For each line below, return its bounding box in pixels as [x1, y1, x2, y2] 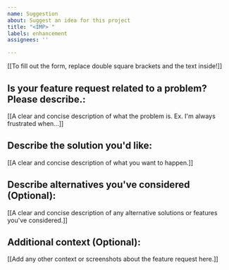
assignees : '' [7, 37, 49, 44]
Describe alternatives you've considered [7, 179, 190, 191]
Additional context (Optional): [7, 236, 141, 248]
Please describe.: [7, 93, 86, 105]
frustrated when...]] [7, 119, 64, 127]
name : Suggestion [7, 10, 58, 18]
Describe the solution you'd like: [7, 140, 153, 152]
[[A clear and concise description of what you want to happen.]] [7, 158, 194, 167]
